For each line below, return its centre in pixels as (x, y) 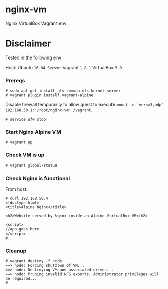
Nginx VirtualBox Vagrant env (36, 23)
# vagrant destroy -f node (34, 261)
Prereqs (15, 80)
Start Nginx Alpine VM (33, 132)
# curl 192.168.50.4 (27, 198)
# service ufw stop (26, 120)
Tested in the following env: (34, 57)
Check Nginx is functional (38, 178)
